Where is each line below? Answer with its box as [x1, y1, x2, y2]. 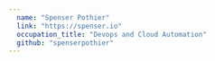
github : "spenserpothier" [16, 38, 115, 48]
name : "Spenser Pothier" [16, 13, 110, 22]
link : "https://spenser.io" [16, 22, 123, 30]
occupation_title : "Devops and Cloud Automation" [16, 30, 207, 39]
